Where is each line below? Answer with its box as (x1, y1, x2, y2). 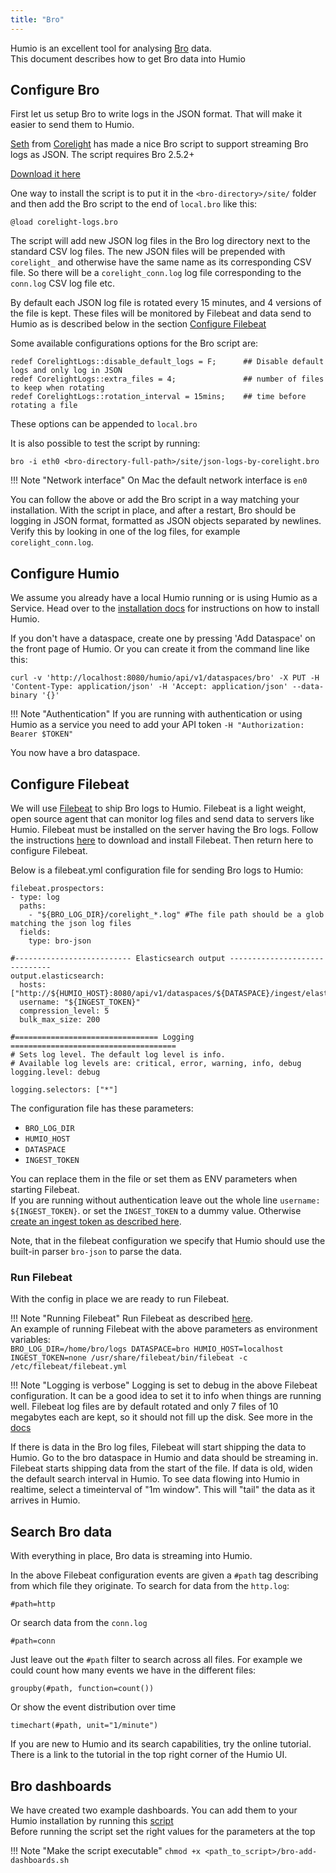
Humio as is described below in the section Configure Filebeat (10, 318, 267, 330)
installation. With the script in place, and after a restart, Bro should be (10, 504, 297, 516)
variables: (10, 1334, 51, 1346)
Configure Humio (10, 565, 120, 582)
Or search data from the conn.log (10, 1617, 148, 1629)
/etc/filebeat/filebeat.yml (10, 1362, 128, 1372)
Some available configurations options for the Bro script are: (10, 337, 259, 350)
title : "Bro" (10, 14, 65, 25)
